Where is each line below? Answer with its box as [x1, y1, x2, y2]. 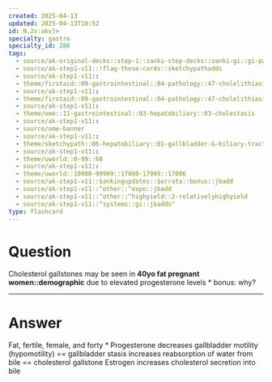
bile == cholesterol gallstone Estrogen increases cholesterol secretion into [8, 358, 257, 367]
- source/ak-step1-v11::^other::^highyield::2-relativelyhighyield [15, 192, 249, 201]
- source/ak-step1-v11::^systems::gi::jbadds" [15, 200, 176, 208]
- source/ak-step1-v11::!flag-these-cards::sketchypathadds [15, 65, 223, 73]
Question [8, 242, 71, 261]
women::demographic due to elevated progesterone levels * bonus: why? [8, 278, 257, 287]
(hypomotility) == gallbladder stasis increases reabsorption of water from [8, 349, 253, 359]
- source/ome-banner [15, 125, 85, 133]
